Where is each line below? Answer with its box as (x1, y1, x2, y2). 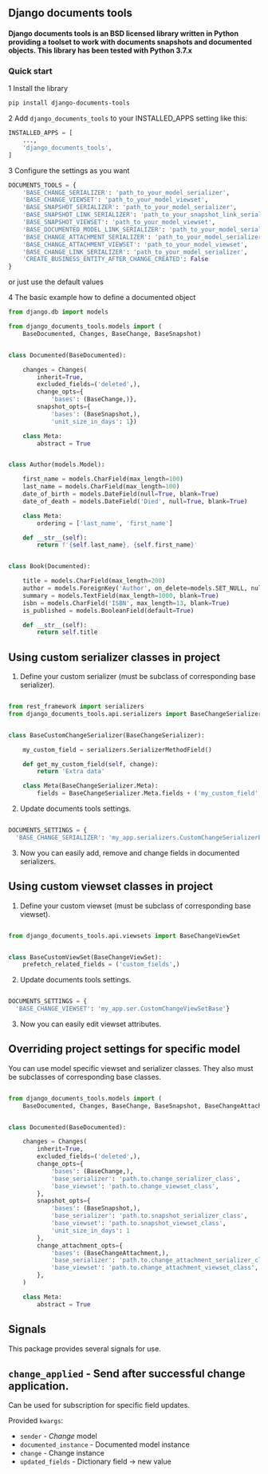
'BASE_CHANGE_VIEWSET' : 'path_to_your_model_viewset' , (22, 196, 209, 204)
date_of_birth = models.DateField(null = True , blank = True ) (22, 490, 219, 498)
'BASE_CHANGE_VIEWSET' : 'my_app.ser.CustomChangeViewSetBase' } (15, 1005, 230, 1013)
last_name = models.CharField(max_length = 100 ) (22, 483, 180, 491)
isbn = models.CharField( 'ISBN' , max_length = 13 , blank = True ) (22, 599, 230, 607)
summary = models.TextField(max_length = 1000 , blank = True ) (22, 591, 219, 599)
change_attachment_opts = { (37, 1241, 124, 1250)
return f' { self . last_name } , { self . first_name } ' (37, 541, 198, 549)
